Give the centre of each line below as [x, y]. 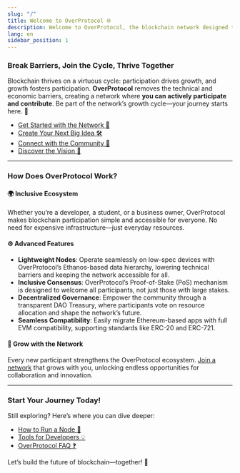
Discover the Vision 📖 [49, 151]
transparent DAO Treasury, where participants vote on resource [111, 305]
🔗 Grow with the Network [45, 344]
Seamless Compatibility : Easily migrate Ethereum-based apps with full [122, 320]
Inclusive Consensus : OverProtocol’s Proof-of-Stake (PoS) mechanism [123, 282]
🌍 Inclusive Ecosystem [43, 193]
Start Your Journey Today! [54, 400]
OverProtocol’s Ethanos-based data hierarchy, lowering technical [113, 267]
